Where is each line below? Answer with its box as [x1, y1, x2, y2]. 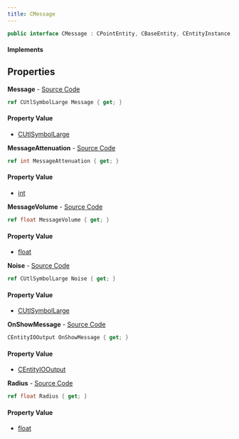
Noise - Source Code [7, 262, 70, 270]
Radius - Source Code [7, 379, 73, 388]
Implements [7, 46, 44, 54]
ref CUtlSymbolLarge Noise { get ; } [7, 275, 116, 282]
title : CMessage [7, 10, 55, 18]
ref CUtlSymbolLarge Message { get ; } [7, 98, 122, 105]
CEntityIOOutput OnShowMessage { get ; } [7, 334, 129, 341]
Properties [7, 66, 55, 78]
